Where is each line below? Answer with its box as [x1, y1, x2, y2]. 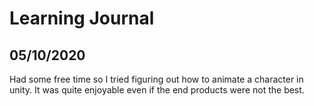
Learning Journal [9, 7, 155, 30]
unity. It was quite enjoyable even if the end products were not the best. [9, 84, 305, 96]
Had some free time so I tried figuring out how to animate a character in [9, 73, 304, 85]
